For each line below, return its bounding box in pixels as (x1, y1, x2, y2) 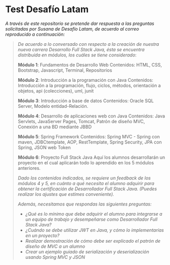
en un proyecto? (25, 232, 60, 239)
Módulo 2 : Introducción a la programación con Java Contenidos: (17, 77, 154, 83)
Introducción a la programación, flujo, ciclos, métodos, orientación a (17, 82, 161, 89)
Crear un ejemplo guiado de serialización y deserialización (25, 248, 149, 255)
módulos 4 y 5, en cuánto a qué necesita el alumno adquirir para (17, 180, 154, 186)
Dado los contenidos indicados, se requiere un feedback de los (17, 174, 151, 181)
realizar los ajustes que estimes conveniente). (17, 191, 115, 197)
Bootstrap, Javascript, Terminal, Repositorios (17, 67, 112, 73)
